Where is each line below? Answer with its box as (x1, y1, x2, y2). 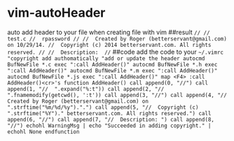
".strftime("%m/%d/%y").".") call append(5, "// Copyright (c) (7, 103, 199, 111)
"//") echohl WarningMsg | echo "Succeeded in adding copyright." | (7, 122, 212, 129)
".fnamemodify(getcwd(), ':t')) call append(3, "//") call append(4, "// (7, 91, 228, 98)
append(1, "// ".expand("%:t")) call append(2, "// (7, 85, 165, 92)
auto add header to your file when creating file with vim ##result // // (7, 28, 210, 36)
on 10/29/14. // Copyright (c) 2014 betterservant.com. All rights (7, 41, 212, 48)
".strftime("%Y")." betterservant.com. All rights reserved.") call (7, 110, 212, 117)
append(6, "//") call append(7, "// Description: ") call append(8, (7, 116, 215, 123)
